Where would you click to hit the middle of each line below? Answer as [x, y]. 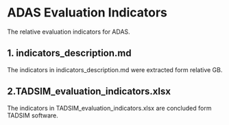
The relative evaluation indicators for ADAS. [69, 32]
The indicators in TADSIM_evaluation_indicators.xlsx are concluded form [109, 108]
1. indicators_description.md [69, 53]
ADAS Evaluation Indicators [87, 13]
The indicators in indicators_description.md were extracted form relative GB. [115, 69]
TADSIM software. [33, 115]
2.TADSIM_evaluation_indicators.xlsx [89, 92]
